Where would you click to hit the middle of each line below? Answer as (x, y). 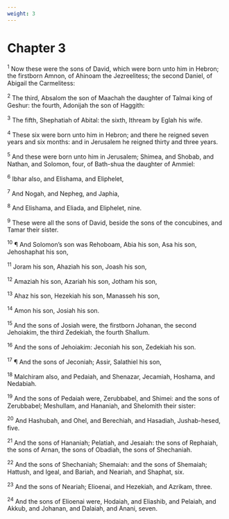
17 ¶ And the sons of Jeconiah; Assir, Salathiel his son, (84, 361)
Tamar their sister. (33, 230)
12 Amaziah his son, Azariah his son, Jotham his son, (82, 280)
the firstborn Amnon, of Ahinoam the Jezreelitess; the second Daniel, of (110, 76)
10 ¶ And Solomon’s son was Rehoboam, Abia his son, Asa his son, (102, 244)
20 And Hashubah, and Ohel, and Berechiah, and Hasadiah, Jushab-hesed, (114, 420)
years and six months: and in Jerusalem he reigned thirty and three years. (113, 142)
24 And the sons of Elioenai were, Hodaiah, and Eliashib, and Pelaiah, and (112, 500)
